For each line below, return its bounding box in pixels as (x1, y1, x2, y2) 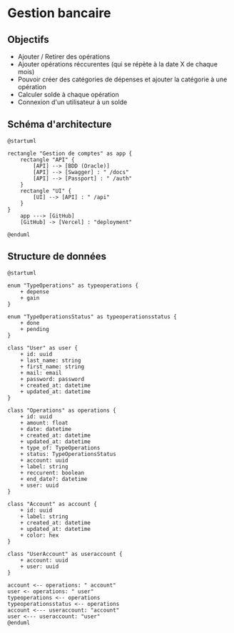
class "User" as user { (7, 344, 78, 351)
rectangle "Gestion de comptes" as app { (7, 150, 133, 157)
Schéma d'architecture (7, 118, 112, 131)
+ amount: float (20, 419, 69, 426)
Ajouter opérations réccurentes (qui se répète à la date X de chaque (17, 60, 218, 69)
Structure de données (7, 250, 107, 263)
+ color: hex (20, 532, 59, 539)
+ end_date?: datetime (20, 475, 88, 482)
